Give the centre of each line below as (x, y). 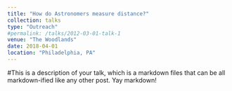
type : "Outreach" (33, 27)
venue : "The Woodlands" (42, 40)
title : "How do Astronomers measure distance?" (78, 14)
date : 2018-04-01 (33, 46)
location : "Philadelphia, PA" (52, 53)
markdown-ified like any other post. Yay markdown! (82, 80)
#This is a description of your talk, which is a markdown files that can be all (116, 72)
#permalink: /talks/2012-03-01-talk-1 (64, 33)
